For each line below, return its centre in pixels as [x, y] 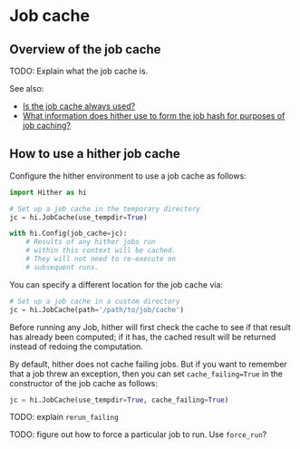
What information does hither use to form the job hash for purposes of [154, 116]
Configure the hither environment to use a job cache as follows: [128, 176]
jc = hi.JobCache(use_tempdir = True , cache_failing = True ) [119, 400]
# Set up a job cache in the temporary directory [105, 209]
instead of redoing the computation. [76, 347]
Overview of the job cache [85, 49]
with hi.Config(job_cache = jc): [68, 234]
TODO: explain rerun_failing [64, 417]
